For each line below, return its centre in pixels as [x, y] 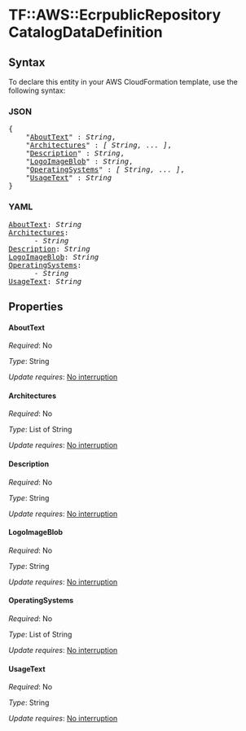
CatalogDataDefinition [86, 32]
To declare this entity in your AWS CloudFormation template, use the [123, 82]
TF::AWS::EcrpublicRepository [115, 15]
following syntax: [37, 90]
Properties [36, 306]
